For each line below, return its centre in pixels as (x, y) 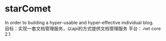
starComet (28, 9)
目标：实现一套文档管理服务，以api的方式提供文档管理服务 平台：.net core (83, 28)
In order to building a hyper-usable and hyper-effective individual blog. (79, 22)
